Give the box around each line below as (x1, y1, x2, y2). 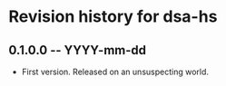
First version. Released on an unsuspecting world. (21, 66, 210, 77)
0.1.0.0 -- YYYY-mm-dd (8, 43, 147, 58)
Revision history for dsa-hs (8, 6, 218, 27)
